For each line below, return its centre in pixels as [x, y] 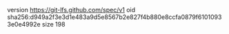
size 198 [53, 24]
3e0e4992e [24, 24]
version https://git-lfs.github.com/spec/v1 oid [71, 10]
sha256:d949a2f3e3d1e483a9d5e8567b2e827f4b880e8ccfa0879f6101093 [114, 17]
